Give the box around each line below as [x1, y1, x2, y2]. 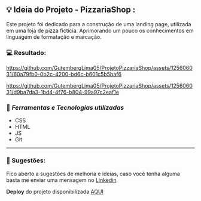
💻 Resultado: [6, 48, 47, 57]
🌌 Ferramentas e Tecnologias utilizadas [6, 104, 124, 112]
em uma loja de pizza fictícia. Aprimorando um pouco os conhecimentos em [6, 27, 194, 34]
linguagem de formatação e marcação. [6, 33, 102, 41]
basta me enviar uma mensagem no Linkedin [6, 176, 117, 184]
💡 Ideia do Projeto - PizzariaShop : [6, 5, 136, 15]
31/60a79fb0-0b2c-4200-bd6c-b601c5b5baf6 [6, 71, 121, 78]
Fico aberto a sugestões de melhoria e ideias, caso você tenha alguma [6, 170, 181, 177]
